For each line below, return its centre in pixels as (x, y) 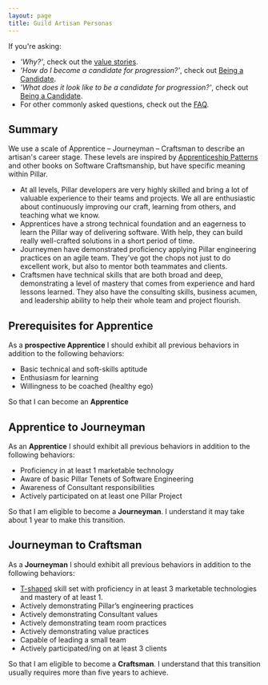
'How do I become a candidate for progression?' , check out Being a (132, 70)
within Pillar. (28, 174)
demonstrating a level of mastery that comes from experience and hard (137, 284)
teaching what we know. (60, 215)
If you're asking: (35, 46)
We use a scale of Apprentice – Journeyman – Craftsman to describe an (127, 148)
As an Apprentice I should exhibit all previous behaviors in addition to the (129, 446)
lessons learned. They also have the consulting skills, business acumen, (138, 292)
